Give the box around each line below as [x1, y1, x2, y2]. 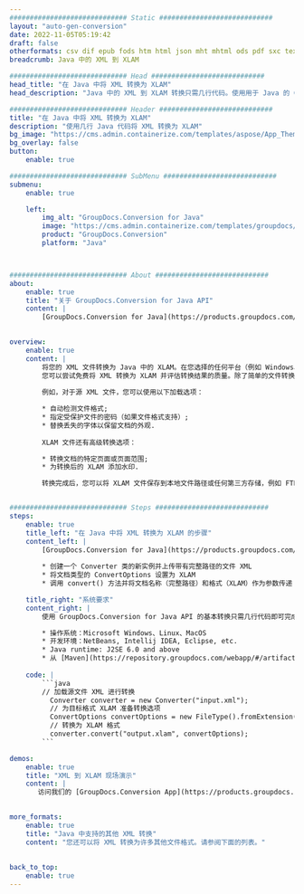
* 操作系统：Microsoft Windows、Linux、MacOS [42, 628, 207, 638]
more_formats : [9, 813, 63, 822]
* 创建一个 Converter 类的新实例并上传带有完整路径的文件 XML [42, 562, 252, 571]
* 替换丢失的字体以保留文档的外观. [42, 421, 156, 430]
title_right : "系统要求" [25, 594, 114, 604]
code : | [25, 670, 54, 680]
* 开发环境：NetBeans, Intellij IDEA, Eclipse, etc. [42, 637, 238, 646]
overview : [9, 338, 47, 347]
